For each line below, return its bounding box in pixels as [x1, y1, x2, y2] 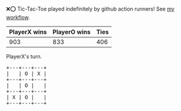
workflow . [6, 14, 30, 21]
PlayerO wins [52, 28, 91, 36]
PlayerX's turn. [6, 53, 42, 60]
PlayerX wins [9, 28, 47, 36]
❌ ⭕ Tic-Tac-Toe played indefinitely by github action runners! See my [6, 5, 175, 12]
